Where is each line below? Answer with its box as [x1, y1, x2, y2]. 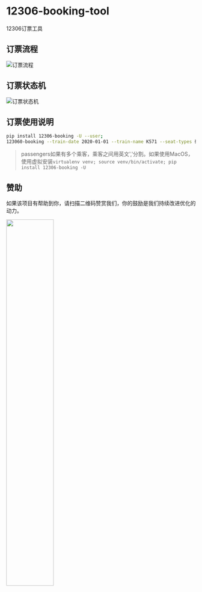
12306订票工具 [6, 25, 43, 32]
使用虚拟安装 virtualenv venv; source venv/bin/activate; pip [20, 158, 177, 165]
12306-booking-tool [6, 4, 109, 18]
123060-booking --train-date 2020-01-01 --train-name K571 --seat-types [6, 139, 192, 145]
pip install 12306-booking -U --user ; [6, 133, 103, 139]
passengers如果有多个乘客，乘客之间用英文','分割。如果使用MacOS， [20, 150, 194, 157]
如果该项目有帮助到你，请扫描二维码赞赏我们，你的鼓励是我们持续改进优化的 [6, 200, 196, 207]
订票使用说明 [6, 117, 54, 127]
